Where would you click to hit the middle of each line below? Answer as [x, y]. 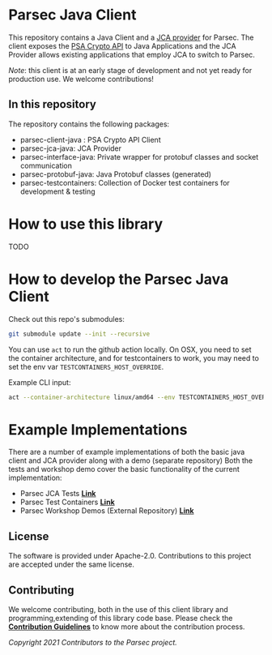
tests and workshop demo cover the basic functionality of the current [124, 469]
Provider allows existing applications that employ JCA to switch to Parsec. [132, 54]
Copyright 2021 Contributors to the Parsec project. [93, 642]
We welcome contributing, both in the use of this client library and [118, 609]
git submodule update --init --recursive [79, 334]
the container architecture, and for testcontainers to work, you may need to [134, 357]
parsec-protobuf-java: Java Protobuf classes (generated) [116, 174]
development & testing [57, 191]
